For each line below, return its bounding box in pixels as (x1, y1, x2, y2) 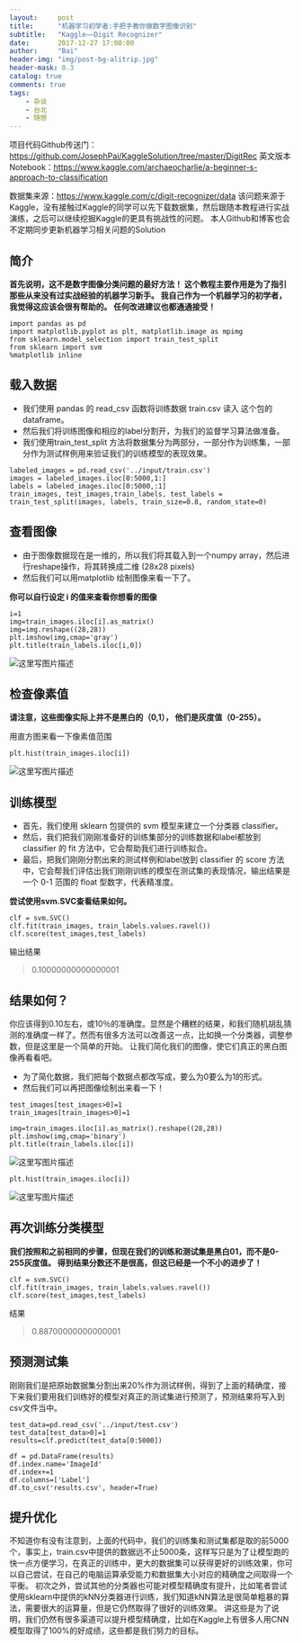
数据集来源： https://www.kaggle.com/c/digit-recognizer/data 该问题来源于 (9, 191, 286, 202)
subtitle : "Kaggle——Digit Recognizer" (9, 30, 164, 39)
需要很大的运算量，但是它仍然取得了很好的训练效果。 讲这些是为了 (24, 1603, 271, 1613)
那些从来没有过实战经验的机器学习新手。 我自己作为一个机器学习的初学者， (9, 290, 288, 301)
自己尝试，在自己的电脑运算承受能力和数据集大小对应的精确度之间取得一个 (16, 1569, 293, 1580)
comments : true (9, 80, 67, 89)
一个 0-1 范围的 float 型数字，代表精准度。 (22, 876, 179, 887)
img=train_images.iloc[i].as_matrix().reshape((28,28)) (9, 1124, 223, 1133)
